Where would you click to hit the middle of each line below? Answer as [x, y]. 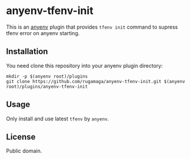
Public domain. [24, 151]
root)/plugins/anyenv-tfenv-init [47, 87]
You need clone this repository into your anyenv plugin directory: [85, 65]
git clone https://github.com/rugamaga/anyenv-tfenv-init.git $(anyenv [95, 81]
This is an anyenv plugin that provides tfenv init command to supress [92, 27]
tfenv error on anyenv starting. [43, 33]
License [21, 136]
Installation [27, 52]
